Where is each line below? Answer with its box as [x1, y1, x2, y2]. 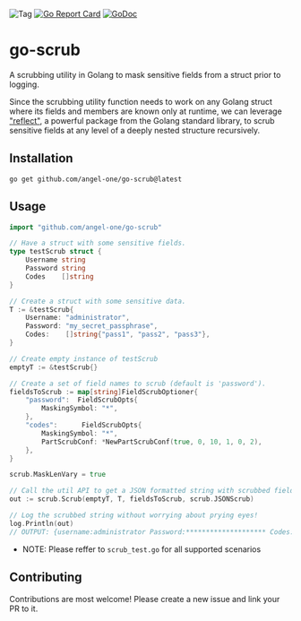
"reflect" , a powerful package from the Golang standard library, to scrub [9, 115, 275, 125]
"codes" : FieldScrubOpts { [25, 421, 142, 430]
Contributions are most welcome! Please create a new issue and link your [9, 593, 280, 604]
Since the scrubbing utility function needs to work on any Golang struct [9, 96, 273, 107]
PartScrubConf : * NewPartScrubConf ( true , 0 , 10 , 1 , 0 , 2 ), [41, 437, 262, 446]
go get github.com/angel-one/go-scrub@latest [9, 175, 182, 184]
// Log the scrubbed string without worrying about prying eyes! [9, 511, 258, 520]
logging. [9, 79, 40, 90]
